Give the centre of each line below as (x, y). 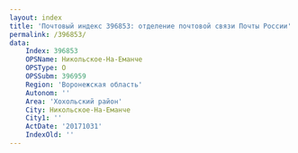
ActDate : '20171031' (64, 127)
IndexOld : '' (50, 135)
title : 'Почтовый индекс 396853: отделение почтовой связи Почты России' (151, 26)
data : (19, 43)
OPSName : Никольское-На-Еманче (84, 59)
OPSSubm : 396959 (56, 76)
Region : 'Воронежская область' (84, 85)
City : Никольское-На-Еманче (78, 110)
